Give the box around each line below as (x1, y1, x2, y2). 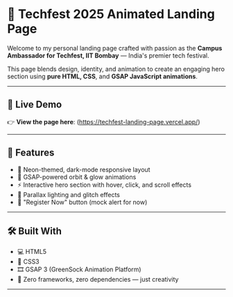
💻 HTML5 (17, 248, 47, 256)
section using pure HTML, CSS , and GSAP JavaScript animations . (7, 72, 198, 80)
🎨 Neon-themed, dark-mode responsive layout (17, 165, 150, 173)
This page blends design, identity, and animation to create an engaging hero (7, 65, 225, 73)
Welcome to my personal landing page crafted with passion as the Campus (7, 44, 223, 52)
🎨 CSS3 (17, 257, 40, 266)
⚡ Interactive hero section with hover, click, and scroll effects (17, 180, 192, 189)
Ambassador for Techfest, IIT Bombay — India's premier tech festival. (7, 51, 209, 60)
